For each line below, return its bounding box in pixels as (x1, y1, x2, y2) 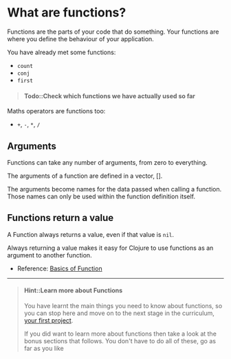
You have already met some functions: (7, 48, 116, 56)
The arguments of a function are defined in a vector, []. (7, 172, 163, 180)
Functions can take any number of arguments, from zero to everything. (7, 158, 208, 166)
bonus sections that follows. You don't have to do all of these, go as (23, 336, 217, 345)
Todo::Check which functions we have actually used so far (23, 91, 196, 100)
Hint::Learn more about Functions (23, 286, 123, 294)
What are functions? (7, 5, 126, 21)
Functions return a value (7, 212, 114, 224)
